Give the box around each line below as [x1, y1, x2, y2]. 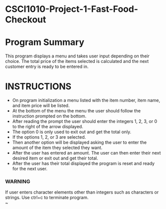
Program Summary [5, 37, 85, 48]
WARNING [5, 178, 31, 185]
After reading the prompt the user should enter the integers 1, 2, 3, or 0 [12, 118, 158, 124]
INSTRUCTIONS [5, 81, 72, 92]
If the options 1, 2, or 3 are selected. [12, 134, 86, 140]
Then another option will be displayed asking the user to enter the [12, 140, 147, 146]
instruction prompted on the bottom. [12, 113, 87, 119]
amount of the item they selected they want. [12, 145, 103, 151]
